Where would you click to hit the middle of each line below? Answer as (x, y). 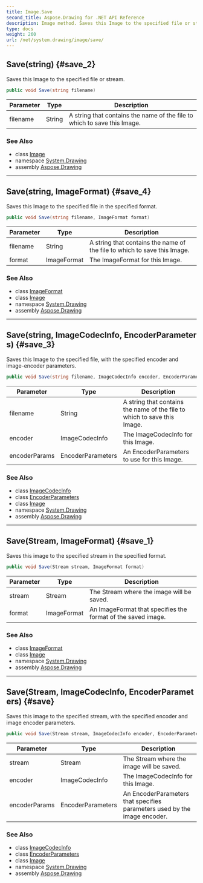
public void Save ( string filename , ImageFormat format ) (78, 217)
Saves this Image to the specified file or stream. (66, 79)
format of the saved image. (128, 617)
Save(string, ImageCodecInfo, (64, 335)
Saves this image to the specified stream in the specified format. (87, 555)
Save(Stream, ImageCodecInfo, (67, 692)
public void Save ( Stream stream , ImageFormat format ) (76, 567)
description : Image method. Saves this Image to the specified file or (98, 23)
